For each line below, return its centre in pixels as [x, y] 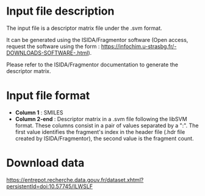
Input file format [48, 96]
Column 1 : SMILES [39, 112]
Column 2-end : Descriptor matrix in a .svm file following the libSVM [101, 119]
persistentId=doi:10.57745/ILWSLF [50, 186]
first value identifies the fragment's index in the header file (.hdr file [100, 131]
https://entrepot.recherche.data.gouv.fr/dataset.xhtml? [75, 180]
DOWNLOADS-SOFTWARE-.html [47, 52]
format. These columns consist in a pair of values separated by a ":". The [107, 125]
